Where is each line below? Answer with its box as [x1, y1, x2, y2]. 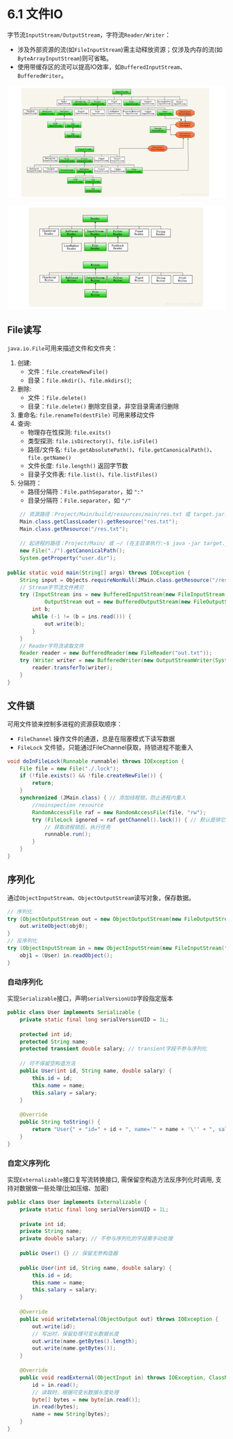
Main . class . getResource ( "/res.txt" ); [19, 525, 129, 533]
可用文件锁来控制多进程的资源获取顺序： [7, 719, 123, 728]
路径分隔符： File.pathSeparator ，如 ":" [27, 487, 144, 496]
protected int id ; [19, 1031, 73, 1037]
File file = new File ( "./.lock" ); [19, 765, 119, 772]
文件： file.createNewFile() [27, 367, 109, 375]
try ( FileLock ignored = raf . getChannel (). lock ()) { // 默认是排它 [32, 816, 226, 823]
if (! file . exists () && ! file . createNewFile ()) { [19, 773, 163, 779]
